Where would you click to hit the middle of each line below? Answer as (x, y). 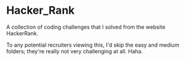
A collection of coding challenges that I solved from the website (86, 27)
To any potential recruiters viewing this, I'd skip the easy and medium (93, 45)
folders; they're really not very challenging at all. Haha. (75, 51)
